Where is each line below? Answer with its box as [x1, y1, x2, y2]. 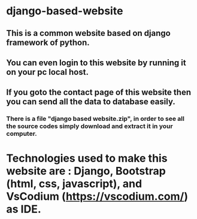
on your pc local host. [6, 67, 89, 77]
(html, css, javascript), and [6, 177, 143, 191]
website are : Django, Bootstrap [6, 165, 166, 178]
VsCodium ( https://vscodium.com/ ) [6, 190, 189, 203]
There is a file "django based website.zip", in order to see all [6, 115, 184, 123]
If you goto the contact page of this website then [6, 87, 192, 98]
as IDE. [6, 202, 42, 216]
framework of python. [6, 37, 90, 47]
